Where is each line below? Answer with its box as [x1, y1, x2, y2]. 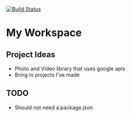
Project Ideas [6, 49, 56, 59]
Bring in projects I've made [14, 71, 80, 78]
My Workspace [6, 26, 82, 39]
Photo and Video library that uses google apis [14, 65, 125, 72]
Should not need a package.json [14, 103, 93, 111]
